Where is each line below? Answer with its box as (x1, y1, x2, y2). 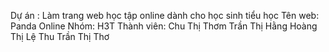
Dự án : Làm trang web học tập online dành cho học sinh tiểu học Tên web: (10, 10, 320, 21)
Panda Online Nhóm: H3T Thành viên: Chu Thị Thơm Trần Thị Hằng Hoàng (10, 20, 318, 32)
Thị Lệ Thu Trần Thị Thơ (10, 31, 110, 42)
